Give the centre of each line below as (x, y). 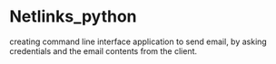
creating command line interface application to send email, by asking (138, 41)
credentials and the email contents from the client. (103, 50)
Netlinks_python (73, 17)
